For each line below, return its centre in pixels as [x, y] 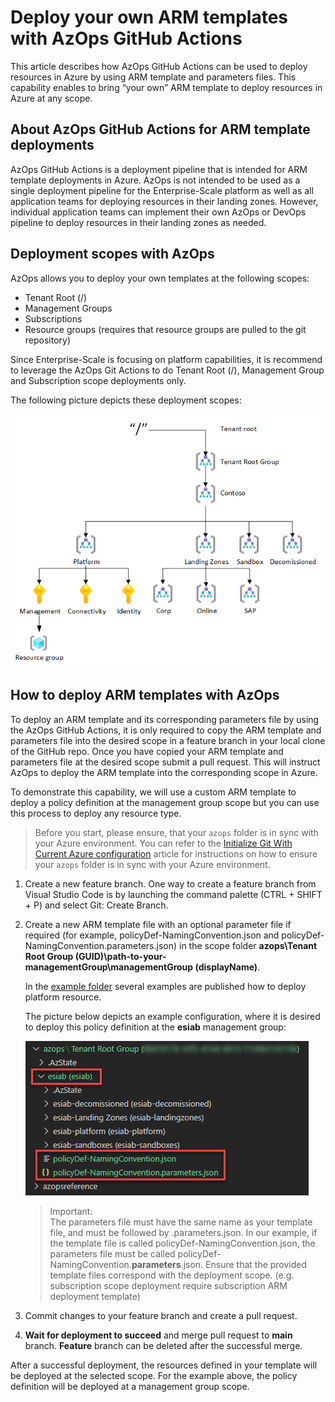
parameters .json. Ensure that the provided [219, 1264]
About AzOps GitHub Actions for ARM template [160, 129]
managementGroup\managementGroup [109, 967]
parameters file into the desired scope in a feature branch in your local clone [168, 740]
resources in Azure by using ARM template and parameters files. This [153, 77]
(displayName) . [227, 967]
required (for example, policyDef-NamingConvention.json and [152, 935]
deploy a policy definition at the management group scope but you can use [165, 802]
